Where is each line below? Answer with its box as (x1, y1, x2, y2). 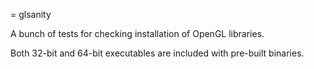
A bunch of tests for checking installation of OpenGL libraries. (10, 28, 265, 39)
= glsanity (10, 9, 52, 20)
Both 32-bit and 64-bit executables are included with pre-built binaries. (10, 47, 305, 59)
